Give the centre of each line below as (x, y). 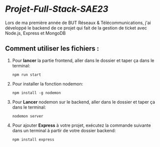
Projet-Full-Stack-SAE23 (57, 9)
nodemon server (28, 116)
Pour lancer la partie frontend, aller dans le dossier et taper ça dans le (83, 60)
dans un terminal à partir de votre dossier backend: (64, 130)
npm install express (33, 139)
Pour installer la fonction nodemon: (48, 84)
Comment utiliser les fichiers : (52, 48)
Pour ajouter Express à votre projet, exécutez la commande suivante (81, 125)
